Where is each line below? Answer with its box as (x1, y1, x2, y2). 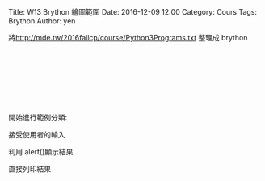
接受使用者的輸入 (8, 130, 65, 139)
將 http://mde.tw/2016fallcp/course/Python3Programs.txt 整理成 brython (8, 33, 248, 42)
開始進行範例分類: (8, 112, 68, 122)
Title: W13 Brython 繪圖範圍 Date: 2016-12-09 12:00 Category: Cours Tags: (8, 7, 257, 16)
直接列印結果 (8, 164, 51, 174)
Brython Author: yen (8, 16, 76, 26)
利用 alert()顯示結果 (8, 147, 74, 156)
